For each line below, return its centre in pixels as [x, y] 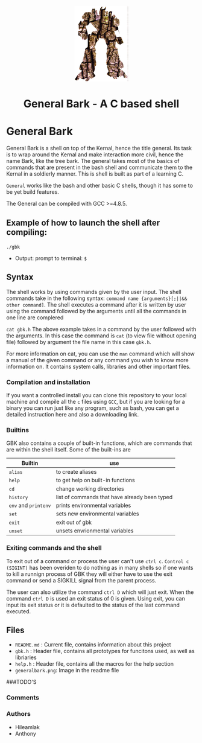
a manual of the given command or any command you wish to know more [97, 360]
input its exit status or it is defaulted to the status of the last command [93, 605]
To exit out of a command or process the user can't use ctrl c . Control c [98, 561]
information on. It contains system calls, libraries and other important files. [99, 366]
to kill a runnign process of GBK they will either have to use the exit [90, 574]
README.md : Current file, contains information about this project [93, 645]
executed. [19, 611]
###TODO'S [21, 682]
